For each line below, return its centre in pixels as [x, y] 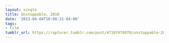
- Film [12, 28]
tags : [11, 23]
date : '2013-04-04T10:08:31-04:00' [43, 19]
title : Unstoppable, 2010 [32, 14]
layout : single [21, 10]
